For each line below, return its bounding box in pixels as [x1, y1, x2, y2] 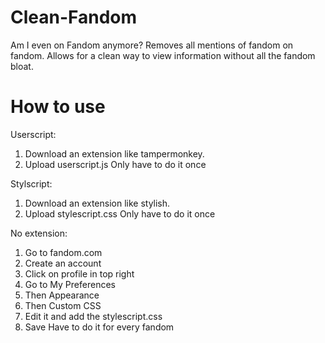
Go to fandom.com [24, 246, 103, 258]
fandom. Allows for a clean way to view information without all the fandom [10, 49, 316, 61]
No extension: [10, 227, 68, 239]
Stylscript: [10, 177, 53, 190]
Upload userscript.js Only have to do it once [24, 158, 207, 170]
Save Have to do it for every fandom [24, 321, 175, 333]
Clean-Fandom [10, 6, 138, 29]
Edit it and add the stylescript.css [24, 310, 163, 322]
